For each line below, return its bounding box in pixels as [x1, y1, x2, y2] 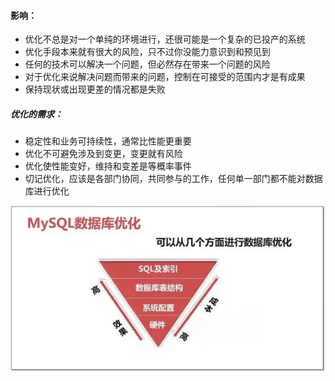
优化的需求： [10, 108, 63, 120]
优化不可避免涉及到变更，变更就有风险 [24, 148, 183, 160]
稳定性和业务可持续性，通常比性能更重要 [24, 135, 192, 147]
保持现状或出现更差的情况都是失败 [24, 83, 166, 95]
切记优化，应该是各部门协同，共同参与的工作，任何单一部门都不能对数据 [24, 173, 323, 185]
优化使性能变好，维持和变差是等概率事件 [24, 160, 192, 172]
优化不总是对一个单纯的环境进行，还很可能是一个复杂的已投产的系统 [24, 33, 306, 45]
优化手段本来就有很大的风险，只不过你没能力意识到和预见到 [24, 46, 271, 58]
